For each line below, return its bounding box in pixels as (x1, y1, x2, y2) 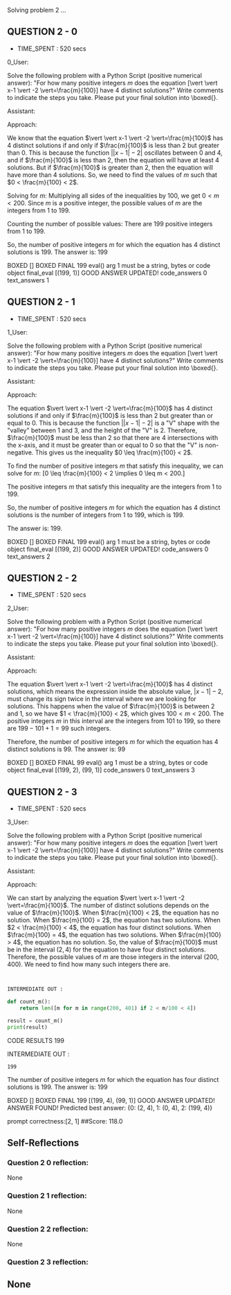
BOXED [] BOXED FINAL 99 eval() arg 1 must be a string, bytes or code (7, 759, 209, 767)
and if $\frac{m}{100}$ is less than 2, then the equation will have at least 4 (7, 155, 220, 164)
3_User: (7, 818, 29, 827)
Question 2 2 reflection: (7, 1224, 89, 1234)
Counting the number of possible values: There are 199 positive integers (7, 219, 213, 228)
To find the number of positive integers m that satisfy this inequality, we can (7, 462, 223, 470)
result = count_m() (7, 1017, 64, 1024)
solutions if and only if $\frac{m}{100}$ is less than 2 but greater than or (7, 411, 213, 419)
